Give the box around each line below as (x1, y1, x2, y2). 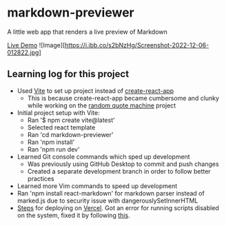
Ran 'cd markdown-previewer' (27, 130, 114, 138)
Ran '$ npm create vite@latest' (27, 116, 115, 124)
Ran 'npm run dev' (27, 145, 81, 153)
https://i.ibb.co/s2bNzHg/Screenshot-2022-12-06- (64, 41, 209, 49)
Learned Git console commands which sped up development (17, 152, 191, 161)
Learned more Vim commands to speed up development (17, 181, 178, 190)
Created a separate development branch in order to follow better (27, 167, 212, 175)
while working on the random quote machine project (27, 101, 176, 110)
